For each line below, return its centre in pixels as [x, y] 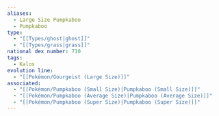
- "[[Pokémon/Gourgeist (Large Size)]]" [72, 77]
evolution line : [30, 70]
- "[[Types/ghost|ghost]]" [52, 39]
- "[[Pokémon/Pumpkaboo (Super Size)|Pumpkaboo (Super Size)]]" [107, 102]
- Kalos [24, 64]
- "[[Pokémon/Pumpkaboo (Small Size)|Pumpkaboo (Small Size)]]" [107, 89]
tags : [15, 58]
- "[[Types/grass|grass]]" [52, 45]
